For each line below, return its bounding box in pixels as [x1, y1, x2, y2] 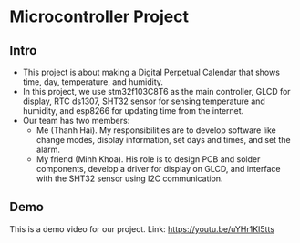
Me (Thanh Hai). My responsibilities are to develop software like [36, 125, 276, 136]
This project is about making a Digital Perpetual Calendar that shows [22, 66, 281, 77]
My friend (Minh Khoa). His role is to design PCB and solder [36, 154, 261, 165]
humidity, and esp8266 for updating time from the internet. [22, 106, 244, 116]
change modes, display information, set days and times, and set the [36, 135, 291, 145]
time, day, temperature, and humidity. [22, 76, 164, 87]
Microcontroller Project [9, 6, 190, 27]
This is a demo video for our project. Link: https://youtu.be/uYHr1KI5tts [9, 223, 275, 234]
